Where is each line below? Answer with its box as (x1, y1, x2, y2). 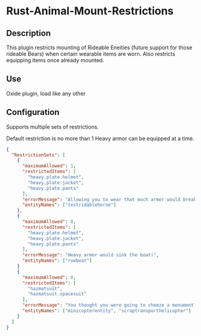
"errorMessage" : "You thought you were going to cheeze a (22, 302, 170, 308)
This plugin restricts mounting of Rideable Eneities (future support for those (6, 44, 193, 51)
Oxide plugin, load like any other (6, 90, 86, 97)
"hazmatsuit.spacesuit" (28, 291, 87, 297)
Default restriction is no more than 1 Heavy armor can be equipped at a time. (6, 135, 194, 142)
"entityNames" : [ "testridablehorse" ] (22, 202, 117, 208)
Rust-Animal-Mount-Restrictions (6, 4, 174, 18)
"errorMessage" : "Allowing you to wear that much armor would (22, 196, 181, 202)
